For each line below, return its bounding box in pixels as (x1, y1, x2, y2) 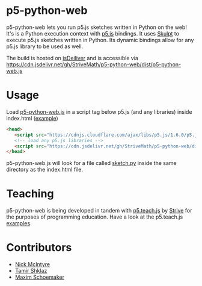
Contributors (6, 241, 72, 255)
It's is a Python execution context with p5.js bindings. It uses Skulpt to (6, 30, 179, 37)
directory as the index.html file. (6, 166, 83, 173)
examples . (6, 220, 32, 227)
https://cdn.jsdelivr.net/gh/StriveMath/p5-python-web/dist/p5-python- (6, 61, 182, 68)
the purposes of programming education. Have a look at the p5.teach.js (6, 213, 183, 220)
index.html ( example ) (6, 114, 58, 122)
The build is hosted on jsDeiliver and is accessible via (6, 54, 138, 61)
